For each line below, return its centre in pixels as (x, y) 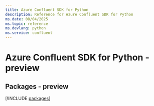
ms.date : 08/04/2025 (27, 19)
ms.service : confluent (29, 33)
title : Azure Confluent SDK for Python (47, 10)
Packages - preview (37, 86)
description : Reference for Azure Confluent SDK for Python (69, 14)
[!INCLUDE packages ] (28, 98)
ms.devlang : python (26, 28)
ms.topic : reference (27, 24)
